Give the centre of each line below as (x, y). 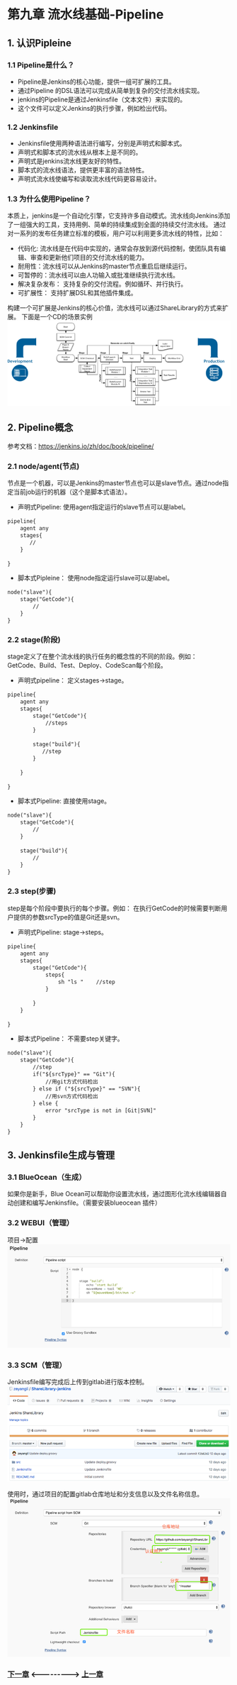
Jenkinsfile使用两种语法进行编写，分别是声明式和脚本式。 (102, 143)
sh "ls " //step (86, 982)
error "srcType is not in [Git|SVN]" (101, 1110)
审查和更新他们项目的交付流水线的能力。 (89, 258)
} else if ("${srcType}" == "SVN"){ (87, 1089)
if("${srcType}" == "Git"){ (74, 1074)
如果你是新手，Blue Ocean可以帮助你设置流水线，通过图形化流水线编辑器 (114, 1194)
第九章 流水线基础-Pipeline (86, 15)
